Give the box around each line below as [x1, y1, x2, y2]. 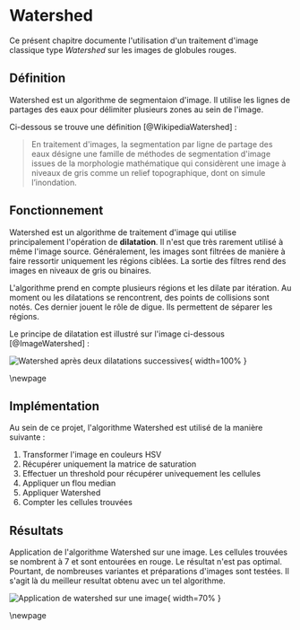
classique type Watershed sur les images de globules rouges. [9, 44, 237, 55]
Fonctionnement [9, 203, 104, 218]
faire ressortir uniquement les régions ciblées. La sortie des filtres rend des [9, 255, 287, 266]
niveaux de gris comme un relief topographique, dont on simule [30, 167, 266, 178]
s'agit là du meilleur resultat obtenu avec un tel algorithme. [9, 575, 226, 586]
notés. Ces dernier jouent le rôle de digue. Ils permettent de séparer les [9, 302, 273, 312]
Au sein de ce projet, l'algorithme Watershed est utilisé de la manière [9, 423, 263, 433]
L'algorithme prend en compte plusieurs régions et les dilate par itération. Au [9, 282, 292, 293]
